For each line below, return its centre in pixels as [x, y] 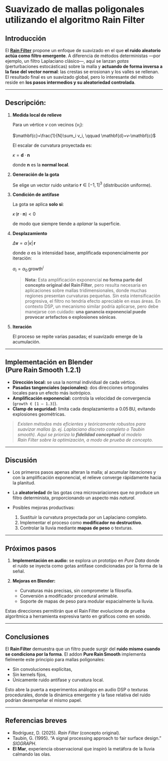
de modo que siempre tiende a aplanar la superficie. [66, 224]
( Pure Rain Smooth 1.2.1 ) [43, 370]
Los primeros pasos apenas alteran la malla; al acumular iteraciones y [84, 472]
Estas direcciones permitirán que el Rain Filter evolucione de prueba [75, 611]
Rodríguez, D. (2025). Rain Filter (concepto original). [66, 732]
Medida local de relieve [37, 115]
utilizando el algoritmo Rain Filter [75, 20]
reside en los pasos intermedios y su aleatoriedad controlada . [70, 82]
